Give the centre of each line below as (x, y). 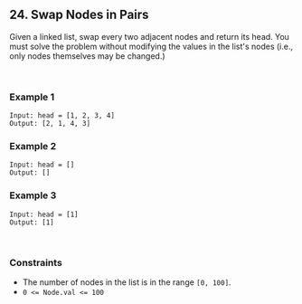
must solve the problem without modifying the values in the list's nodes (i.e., (151, 46)
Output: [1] (32, 222)
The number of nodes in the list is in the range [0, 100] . (127, 282)
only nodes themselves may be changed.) (87, 56)
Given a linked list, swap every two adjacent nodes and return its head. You (149, 36)
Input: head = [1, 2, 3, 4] (62, 116)
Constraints (36, 262)
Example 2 (33, 147)
